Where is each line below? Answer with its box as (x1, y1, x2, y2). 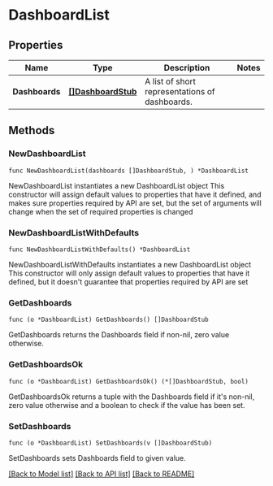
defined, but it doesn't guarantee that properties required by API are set (8, 276, 249, 286)
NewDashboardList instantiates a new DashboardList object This (8, 180, 225, 190)
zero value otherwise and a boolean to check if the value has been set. (8, 400, 245, 410)
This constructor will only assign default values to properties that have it (8, 268, 250, 278)
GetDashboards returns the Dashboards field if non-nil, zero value (8, 330, 230, 340)
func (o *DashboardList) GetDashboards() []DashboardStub (8, 315, 209, 324)
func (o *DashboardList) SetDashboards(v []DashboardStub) (8, 439, 213, 447)
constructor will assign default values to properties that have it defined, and (8, 189, 262, 199)
